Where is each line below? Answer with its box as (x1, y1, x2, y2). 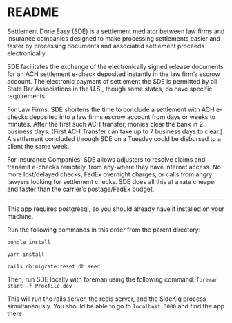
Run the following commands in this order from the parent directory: (7, 225, 201, 234)
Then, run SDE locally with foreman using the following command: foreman (7, 275, 218, 284)
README (7, 4, 59, 20)
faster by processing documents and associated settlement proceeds (7, 41, 205, 50)
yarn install (7, 250, 45, 258)
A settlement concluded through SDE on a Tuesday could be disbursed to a (7, 134, 222, 142)
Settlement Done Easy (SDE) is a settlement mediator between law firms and (7, 27, 225, 35)
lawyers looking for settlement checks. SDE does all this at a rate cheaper (7, 177, 217, 185)
